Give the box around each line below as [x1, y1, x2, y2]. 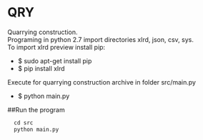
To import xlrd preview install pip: [7, 43, 106, 51]
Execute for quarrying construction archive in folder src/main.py [7, 77, 197, 86]
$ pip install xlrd [17, 64, 66, 72]
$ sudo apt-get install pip [17, 56, 92, 65]
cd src [14, 119, 34, 126]
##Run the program [7, 105, 66, 114]
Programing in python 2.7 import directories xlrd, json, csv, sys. [7, 35, 194, 43]
